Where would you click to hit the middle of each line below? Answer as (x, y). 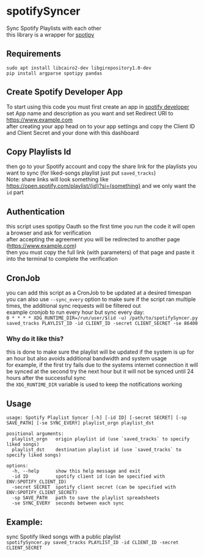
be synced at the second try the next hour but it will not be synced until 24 (100, 371)
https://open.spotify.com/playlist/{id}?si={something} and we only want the (101, 186)
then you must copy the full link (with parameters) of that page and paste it (100, 252)
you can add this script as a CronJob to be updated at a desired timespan (99, 293)
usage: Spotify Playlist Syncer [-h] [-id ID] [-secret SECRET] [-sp (97, 418)
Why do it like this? (35, 338)
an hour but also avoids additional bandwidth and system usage (86, 359)
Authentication (36, 212)
